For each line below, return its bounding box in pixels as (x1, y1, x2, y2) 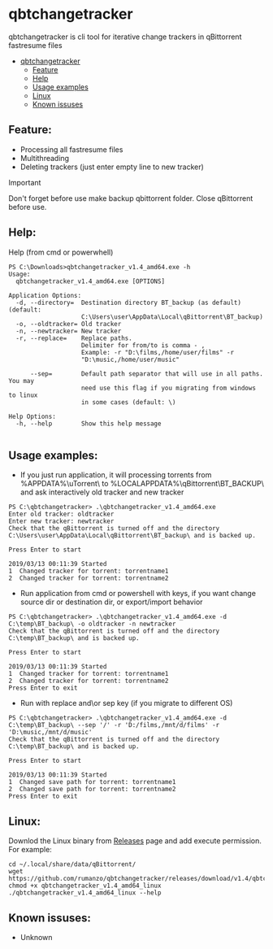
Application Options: (8, 291, 82, 299)
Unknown (19, 933, 53, 942)
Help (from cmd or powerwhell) (8, 247, 114, 257)
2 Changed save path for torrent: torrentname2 (8, 786, 176, 794)
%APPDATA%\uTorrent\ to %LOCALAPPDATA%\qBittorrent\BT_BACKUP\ (19, 479, 264, 489)
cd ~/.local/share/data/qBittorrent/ (8, 860, 136, 868)
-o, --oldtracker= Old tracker (15, 320, 122, 328)
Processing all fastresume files (19, 144, 123, 155)
